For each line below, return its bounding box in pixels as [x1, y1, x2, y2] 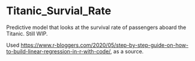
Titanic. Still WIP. [6, 30, 48, 37]
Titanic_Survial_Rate [6, 4, 112, 18]
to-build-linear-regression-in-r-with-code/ [6, 47, 111, 54]
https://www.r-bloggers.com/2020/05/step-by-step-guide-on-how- [20, 41, 189, 49]
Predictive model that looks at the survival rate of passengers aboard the [6, 24, 187, 31]
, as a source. [110, 47, 144, 54]
